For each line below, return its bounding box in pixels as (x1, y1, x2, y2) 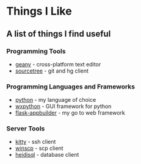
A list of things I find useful (6, 29, 111, 39)
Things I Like (6, 4, 72, 18)
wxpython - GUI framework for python (15, 102, 112, 110)
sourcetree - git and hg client (15, 67, 89, 74)
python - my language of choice (15, 96, 96, 104)
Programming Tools (6, 47, 66, 55)
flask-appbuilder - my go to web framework (15, 109, 125, 116)
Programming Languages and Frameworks (6, 82, 136, 91)
